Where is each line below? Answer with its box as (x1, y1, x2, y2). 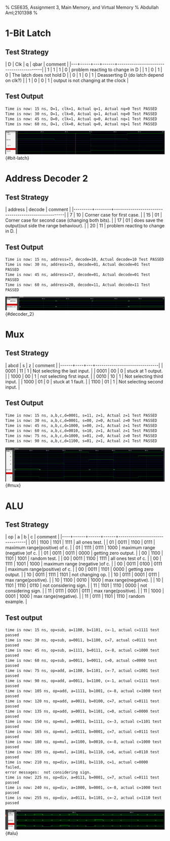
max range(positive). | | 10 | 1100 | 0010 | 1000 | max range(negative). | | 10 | (5, 577, 163, 583)
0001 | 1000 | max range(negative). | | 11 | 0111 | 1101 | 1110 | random (5, 593, 145, 599)
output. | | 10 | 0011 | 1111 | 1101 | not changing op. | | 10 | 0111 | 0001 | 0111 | (5, 572, 160, 578)
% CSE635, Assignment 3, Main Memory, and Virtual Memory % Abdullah (5, 5, 159, 10)
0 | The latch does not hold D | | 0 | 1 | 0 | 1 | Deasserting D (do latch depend (5, 72, 164, 78)
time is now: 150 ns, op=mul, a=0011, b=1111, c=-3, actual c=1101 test (5, 719, 162, 724)
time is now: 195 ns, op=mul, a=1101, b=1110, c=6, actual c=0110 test (5, 749, 159, 755)
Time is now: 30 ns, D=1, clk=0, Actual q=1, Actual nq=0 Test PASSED (5, 111, 157, 116)
